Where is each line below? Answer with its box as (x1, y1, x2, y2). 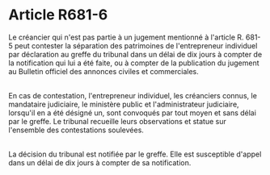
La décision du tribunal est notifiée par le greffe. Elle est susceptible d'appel (8, 149, 262, 159)
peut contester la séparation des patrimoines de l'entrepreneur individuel (15, 40, 258, 50)
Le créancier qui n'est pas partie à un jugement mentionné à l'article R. (8, 32, 244, 42)
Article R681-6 (8, 6, 108, 24)
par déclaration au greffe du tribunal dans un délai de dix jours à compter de (8, 49, 263, 59)
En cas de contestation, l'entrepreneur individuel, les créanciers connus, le (8, 90, 257, 100)
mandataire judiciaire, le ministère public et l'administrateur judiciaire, (8, 99, 240, 109)
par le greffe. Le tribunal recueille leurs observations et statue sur (8, 116, 226, 126)
